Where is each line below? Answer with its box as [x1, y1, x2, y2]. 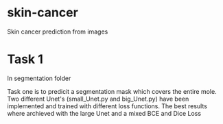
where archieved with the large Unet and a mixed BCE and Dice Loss [7, 109, 201, 117]
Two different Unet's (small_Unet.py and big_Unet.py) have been [7, 95, 189, 103]
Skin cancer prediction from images [7, 27, 108, 36]
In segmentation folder [7, 74, 71, 82]
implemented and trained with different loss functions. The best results [7, 101, 208, 110]
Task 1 [7, 51, 43, 67]
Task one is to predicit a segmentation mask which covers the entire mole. [7, 87, 218, 95]
